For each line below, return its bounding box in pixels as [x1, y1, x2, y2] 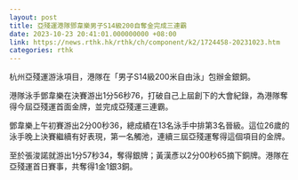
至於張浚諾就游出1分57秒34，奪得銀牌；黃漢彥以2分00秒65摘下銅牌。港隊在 [9, 150, 289, 160]
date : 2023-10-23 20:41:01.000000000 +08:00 [9, 29, 177, 38]
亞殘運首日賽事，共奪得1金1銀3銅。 [9, 161, 138, 172]
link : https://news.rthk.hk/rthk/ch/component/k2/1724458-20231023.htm [9, 37, 280, 47]
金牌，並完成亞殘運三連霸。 [70, 101, 173, 112]
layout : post [9, 12, 58, 22]
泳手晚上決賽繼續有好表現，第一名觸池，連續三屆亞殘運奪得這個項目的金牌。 [9, 131, 290, 142]
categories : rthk [9, 46, 74, 55]
